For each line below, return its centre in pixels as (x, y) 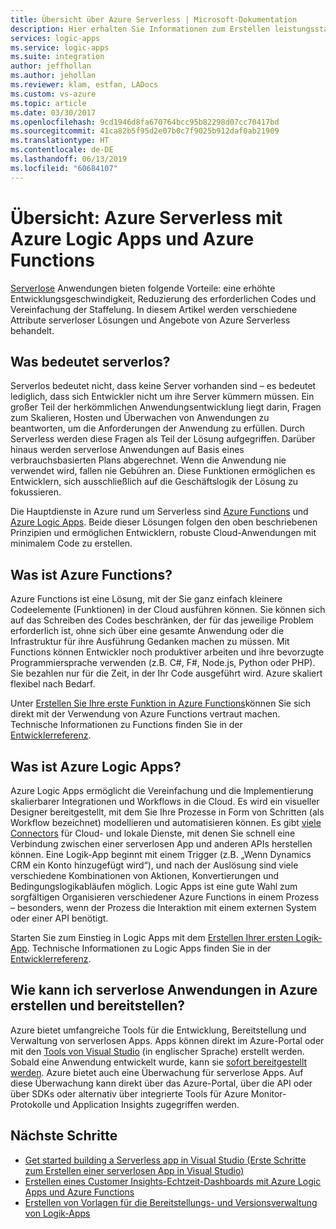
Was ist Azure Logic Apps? (96, 766)
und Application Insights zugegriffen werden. (146, 1104)
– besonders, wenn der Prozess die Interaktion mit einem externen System (163, 907)
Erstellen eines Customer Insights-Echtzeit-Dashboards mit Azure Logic (173, 1181)
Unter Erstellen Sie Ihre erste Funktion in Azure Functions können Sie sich (160, 703)
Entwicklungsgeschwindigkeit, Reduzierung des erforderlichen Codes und (163, 298)
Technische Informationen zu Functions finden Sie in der (126, 725)
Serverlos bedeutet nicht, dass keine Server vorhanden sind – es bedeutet (163, 386)
